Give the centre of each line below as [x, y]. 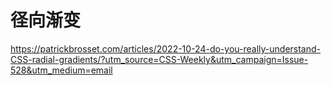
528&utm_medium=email [61, 70]
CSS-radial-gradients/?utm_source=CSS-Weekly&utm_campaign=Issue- [159, 59]
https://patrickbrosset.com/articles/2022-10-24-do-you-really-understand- [166, 48]
